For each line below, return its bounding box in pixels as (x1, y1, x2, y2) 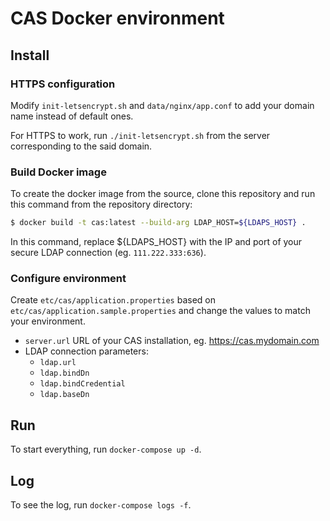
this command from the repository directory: (10, 198, 193, 211)
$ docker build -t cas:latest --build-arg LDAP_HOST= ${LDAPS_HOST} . (10, 218, 307, 228)
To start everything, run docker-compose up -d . (10, 443, 202, 456)
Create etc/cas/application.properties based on (10, 294, 216, 306)
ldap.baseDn (39, 390, 90, 400)
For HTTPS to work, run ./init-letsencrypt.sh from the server (10, 129, 271, 141)
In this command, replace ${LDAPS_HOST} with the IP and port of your (10, 236, 303, 248)
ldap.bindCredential (39, 379, 126, 389)
